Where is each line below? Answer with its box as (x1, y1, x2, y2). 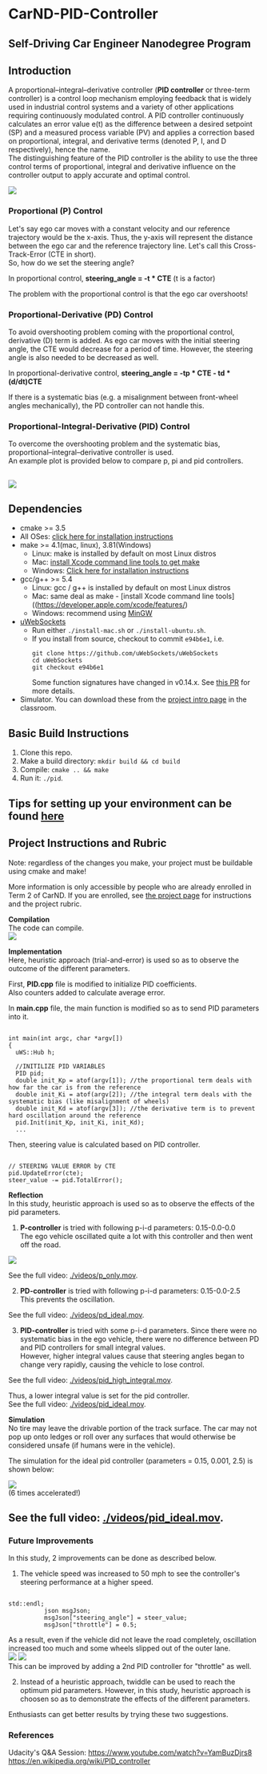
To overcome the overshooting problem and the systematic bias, (8, 439, 221, 449)
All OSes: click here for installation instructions (19, 532, 173, 541)
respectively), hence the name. (8, 145, 110, 155)
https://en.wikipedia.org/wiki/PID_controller (8, 1756, 151, 1766)
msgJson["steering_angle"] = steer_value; (43, 1614, 188, 1622)
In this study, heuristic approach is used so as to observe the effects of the (8, 1198, 255, 1208)
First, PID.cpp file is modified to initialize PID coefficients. (8, 979, 197, 989)
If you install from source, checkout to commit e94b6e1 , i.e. (31, 634, 225, 644)
